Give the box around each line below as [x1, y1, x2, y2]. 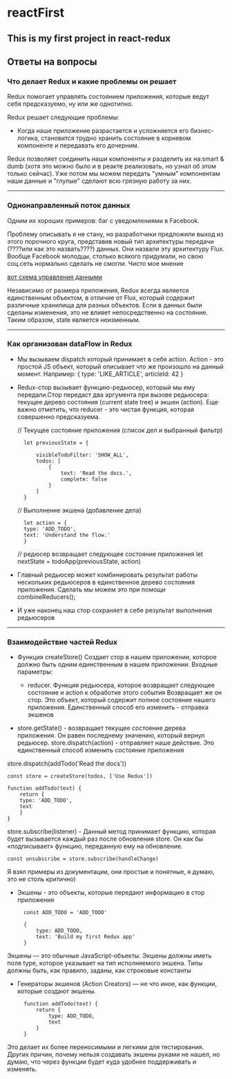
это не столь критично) [7, 875, 76, 884]
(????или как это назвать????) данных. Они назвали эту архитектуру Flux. [7, 244, 224, 253]
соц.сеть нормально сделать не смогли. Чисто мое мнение [7, 259, 184, 267]
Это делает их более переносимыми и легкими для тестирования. [7, 1043, 204, 1051]
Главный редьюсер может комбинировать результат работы [17, 570, 198, 579]
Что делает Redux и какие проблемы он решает [7, 76, 177, 86]
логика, [17, 134, 40, 143]
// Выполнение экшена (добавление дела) [17, 506, 142, 514]
